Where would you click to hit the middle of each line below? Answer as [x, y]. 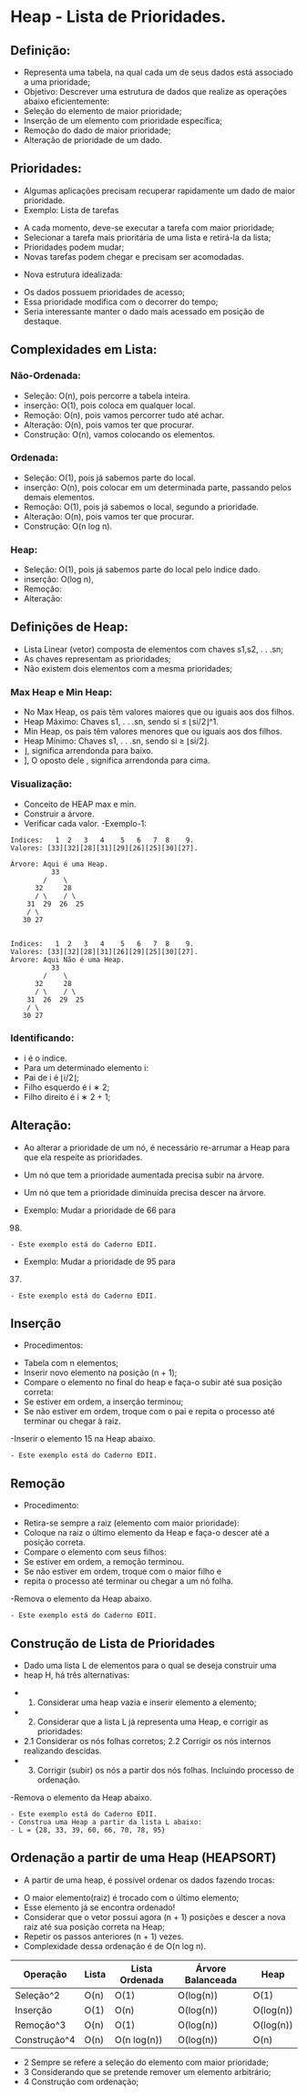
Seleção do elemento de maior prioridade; [102, 111]
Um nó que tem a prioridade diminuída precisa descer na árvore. [145, 1192]
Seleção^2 [37, 1995]
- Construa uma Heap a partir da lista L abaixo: [107, 1823]
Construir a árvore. [59, 814]
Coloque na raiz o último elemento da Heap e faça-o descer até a [146, 1533]
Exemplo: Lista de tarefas [71, 210]
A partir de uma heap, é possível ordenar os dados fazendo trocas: [149, 1880]
